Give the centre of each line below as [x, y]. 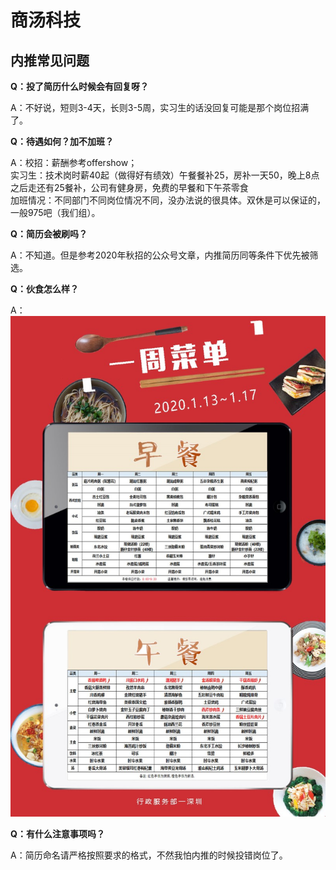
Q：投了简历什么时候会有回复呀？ [79, 86]
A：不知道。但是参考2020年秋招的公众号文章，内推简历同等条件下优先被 [160, 255]
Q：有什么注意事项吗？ [57, 834]
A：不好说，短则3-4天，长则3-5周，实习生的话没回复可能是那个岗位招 [155, 107]
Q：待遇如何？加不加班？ [62, 141]
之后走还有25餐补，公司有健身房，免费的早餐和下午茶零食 [129, 187]
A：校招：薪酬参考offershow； [74, 162]
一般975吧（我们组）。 [55, 212]
